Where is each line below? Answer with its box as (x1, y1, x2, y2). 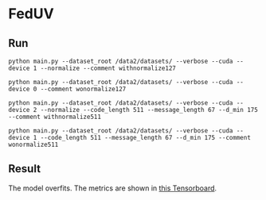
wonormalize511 (8, 140, 59, 148)
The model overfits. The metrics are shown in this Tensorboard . (8, 183, 217, 193)
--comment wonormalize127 (40, 85, 127, 93)
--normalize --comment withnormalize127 (40, 64, 177, 72)
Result (8, 162, 41, 175)
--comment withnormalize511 (8, 113, 102, 121)
